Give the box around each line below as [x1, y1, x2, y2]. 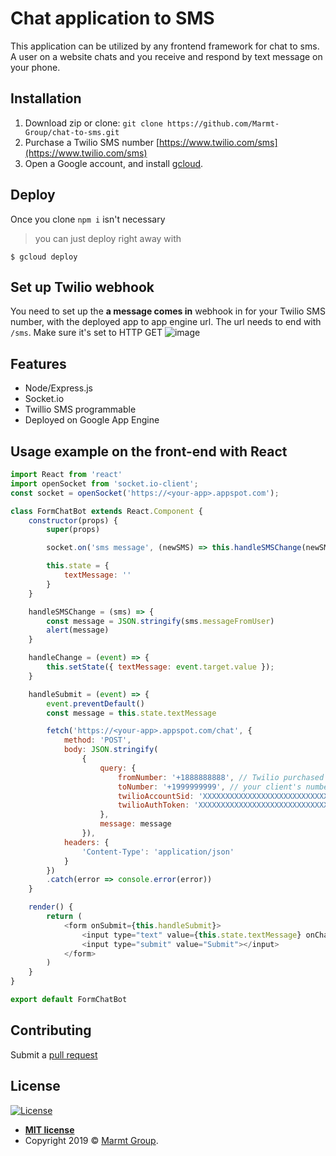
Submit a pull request [10, 1048, 98, 1061]
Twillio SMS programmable [24, 403, 137, 416]
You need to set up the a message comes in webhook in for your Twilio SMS [10, 305, 326, 317]
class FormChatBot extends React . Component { [10, 506, 203, 516]
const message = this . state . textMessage [46, 708, 217, 718]
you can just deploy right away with [34, 232, 182, 244]
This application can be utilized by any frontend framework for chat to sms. [10, 40, 320, 52]
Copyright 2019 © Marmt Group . [24, 1134, 159, 1146]
